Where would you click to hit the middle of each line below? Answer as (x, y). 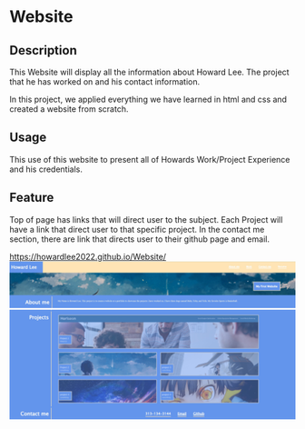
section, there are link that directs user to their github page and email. (140, 239)
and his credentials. (46, 169)
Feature (32, 198)
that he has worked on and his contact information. (105, 82)
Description (43, 50)
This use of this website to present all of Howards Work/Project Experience (150, 159)
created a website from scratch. (69, 109)
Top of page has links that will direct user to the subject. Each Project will (146, 219)
